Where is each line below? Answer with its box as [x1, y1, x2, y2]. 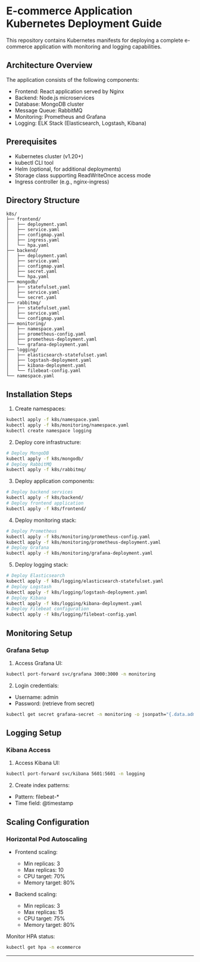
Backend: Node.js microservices [14, 94, 95, 101]
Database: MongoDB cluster [14, 100, 85, 107]
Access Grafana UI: [14, 659, 63, 666]
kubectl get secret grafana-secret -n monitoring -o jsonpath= [6, 711, 167, 717]
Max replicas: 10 [23, 866, 64, 873]
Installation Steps [6, 389, 73, 399]
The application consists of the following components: [6, 76, 139, 83]
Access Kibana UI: [14, 760, 61, 767]
